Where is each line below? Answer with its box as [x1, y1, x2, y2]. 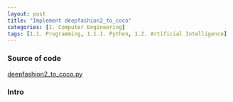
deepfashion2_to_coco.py [7, 69, 83, 78]
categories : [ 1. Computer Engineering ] [7, 23, 126, 30]
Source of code [7, 54, 62, 64]
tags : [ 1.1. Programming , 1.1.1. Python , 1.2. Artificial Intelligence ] [7, 30, 227, 38]
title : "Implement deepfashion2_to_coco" [7, 17, 132, 24]
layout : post [7, 10, 46, 18]
